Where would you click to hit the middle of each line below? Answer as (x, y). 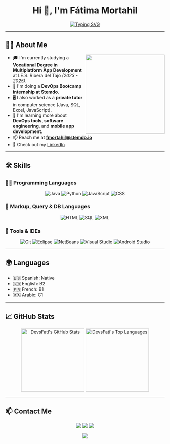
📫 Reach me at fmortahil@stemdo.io (52, 137)
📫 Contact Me (29, 411)
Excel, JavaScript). (32, 110)
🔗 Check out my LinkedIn (38, 144)
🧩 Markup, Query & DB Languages (48, 207)
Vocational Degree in (35, 65)
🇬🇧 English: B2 (29, 283)
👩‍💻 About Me (26, 45)
